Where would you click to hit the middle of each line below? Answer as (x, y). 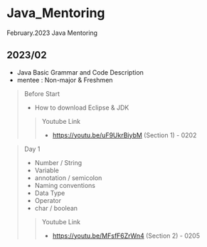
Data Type (50, 193)
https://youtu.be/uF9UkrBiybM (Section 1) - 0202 (124, 135)
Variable (47, 170)
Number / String (58, 162)
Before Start (42, 93)
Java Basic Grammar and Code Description (80, 72)
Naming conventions (65, 185)
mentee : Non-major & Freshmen (65, 80)
